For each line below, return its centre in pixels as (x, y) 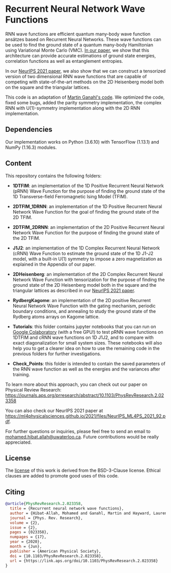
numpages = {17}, (28, 537)
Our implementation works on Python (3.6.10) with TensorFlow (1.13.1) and (82, 142)
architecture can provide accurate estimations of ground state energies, (81, 55)
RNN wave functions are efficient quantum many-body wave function (78, 34)
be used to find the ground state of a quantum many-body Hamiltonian (79, 44)
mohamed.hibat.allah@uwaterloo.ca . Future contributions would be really (82, 437)
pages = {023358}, (30, 532)
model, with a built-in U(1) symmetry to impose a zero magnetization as (87, 259)
